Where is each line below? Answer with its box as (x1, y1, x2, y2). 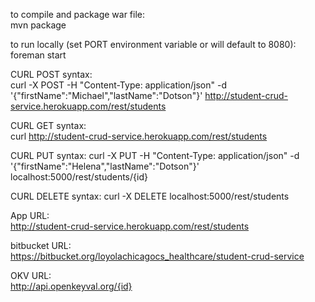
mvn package (10, 19, 67, 31)
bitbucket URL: (10, 240, 72, 251)
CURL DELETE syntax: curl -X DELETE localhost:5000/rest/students (10, 190, 290, 202)
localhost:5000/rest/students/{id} (10, 171, 148, 183)
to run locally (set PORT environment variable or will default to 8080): (10, 39, 297, 50)
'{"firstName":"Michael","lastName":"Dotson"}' (10, 90, 203, 101)
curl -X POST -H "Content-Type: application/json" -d (10, 79, 227, 91)
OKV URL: (10, 270, 52, 281)
